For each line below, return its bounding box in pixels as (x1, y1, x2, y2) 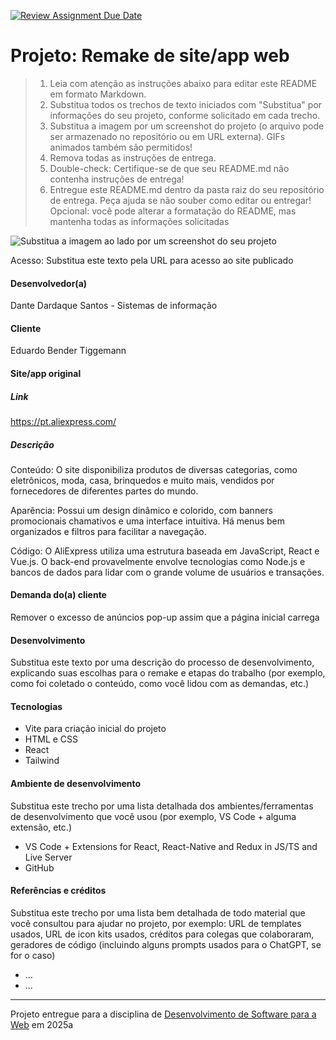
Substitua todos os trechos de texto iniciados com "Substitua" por (49, 98, 323, 110)
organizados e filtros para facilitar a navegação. (10, 525, 207, 537)
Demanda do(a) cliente (10, 589, 107, 601)
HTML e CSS (24, 733, 79, 745)
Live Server (24, 851, 73, 863)
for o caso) (10, 949, 56, 961)
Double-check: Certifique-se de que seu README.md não (49, 162, 290, 174)
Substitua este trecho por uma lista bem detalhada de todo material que (10, 906, 306, 919)
